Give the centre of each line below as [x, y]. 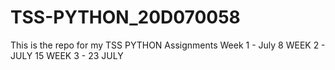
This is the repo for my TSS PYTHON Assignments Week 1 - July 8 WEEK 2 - [168, 45]
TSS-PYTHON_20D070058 [125, 17]
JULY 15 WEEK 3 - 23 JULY [67, 55]
